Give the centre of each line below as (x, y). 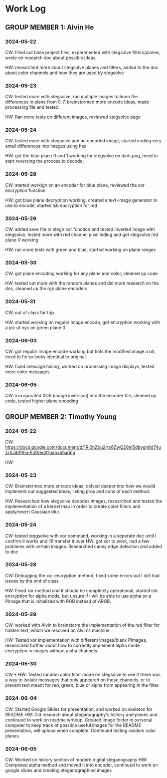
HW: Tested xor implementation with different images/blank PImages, (76, 640)
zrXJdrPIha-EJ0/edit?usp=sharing (40, 452)
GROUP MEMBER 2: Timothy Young (61, 417)
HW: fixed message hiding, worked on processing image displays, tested (80, 366)
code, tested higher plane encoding (42, 401)
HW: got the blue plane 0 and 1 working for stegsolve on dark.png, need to (82, 156)
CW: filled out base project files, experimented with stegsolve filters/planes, (83, 52)
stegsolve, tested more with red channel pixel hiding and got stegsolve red (82, 235)
